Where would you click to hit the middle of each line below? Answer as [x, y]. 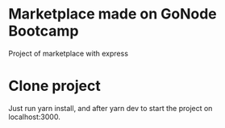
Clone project [54, 86]
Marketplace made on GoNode [113, 14]
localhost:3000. [34, 117]
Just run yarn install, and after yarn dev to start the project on [110, 108]
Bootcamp [44, 31]
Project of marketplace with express [69, 53]
